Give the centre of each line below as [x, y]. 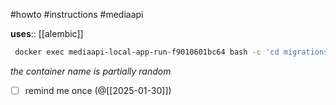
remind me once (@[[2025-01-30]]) [98, 90]
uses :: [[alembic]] [47, 33]
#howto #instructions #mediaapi [77, 14]
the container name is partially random [91, 71]
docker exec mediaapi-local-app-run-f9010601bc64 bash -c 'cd [147, 52]
